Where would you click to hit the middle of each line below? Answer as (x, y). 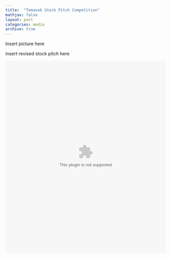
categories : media (25, 24)
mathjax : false (22, 15)
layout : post (19, 19)
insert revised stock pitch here (37, 54)
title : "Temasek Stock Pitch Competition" (53, 10)
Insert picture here (25, 44)
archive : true (21, 29)
